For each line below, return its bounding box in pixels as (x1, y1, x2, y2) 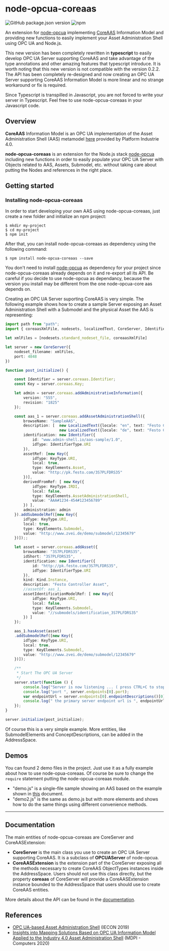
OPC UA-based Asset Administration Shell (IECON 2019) (12, 924, 130, 930)
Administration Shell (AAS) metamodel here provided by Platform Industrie (5, 135, 159, 142)
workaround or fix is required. (5, 82, 67, 88)
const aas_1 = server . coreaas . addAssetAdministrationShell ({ (14, 414, 145, 419)
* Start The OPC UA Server (16, 670, 73, 675)
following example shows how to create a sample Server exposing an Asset (5, 301, 162, 307)
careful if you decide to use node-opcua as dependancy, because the (5, 276, 150, 282)
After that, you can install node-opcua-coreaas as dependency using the (5, 241, 156, 247)
